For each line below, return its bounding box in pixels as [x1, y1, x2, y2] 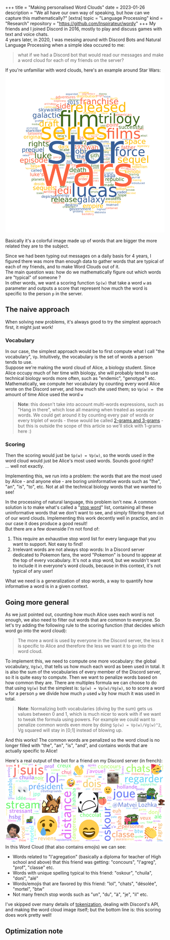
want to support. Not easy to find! [12, 541, 83, 547]
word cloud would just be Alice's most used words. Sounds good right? [5, 458, 154, 464]
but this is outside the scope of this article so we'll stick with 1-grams [17, 423, 162, 429]
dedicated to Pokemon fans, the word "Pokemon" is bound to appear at [12, 552, 162, 558]
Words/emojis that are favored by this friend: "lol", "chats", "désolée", [12, 881, 157, 887]
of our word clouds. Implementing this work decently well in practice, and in [5, 515, 163, 521]
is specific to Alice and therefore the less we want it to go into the [17, 643, 154, 649]
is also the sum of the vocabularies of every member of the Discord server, [5, 669, 161, 675]
